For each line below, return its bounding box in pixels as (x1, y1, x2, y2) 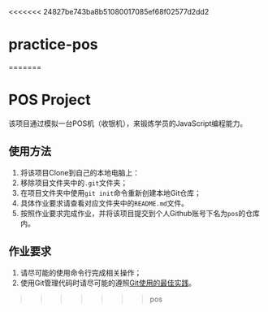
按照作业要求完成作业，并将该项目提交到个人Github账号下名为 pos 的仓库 (19, 208, 260, 218)
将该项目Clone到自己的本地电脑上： (19, 167, 140, 177)
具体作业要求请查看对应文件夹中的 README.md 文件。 (19, 198, 189, 208)
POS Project (8, 91, 91, 109)
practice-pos (8, 36, 98, 54)
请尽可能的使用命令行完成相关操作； (19, 267, 142, 277)
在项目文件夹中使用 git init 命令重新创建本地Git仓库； (19, 188, 201, 197)
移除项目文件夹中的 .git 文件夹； (19, 178, 128, 188)
